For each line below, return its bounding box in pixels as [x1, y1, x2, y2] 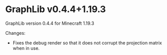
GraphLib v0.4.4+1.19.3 [5, 4, 106, 15]
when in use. [12, 45, 40, 51]
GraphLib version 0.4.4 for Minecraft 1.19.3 [5, 20, 94, 26]
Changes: [5, 30, 25, 36]
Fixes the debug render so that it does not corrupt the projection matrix [12, 39, 162, 46]
